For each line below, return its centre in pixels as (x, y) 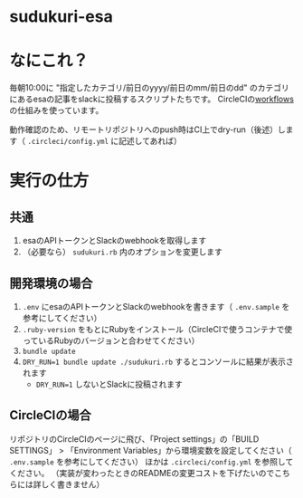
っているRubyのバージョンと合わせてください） (111, 340)
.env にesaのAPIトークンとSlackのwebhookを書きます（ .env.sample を (156, 306)
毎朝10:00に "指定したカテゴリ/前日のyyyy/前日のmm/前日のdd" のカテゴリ (149, 88)
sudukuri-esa (61, 17)
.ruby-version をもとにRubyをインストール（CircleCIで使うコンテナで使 (157, 329)
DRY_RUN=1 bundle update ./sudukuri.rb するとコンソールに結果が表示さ (158, 361)
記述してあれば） (151, 141)
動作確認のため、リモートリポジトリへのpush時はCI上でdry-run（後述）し (148, 129)
